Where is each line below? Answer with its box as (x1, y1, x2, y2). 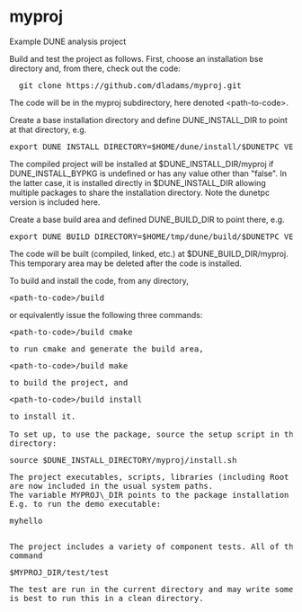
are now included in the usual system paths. (9, 481, 214, 491)
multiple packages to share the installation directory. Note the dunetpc (9, 187, 271, 198)
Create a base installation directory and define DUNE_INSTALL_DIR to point (9, 114, 288, 125)
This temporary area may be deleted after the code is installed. (9, 258, 243, 269)
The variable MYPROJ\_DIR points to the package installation (9, 490, 289, 500)
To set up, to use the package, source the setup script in (9, 429, 280, 439)
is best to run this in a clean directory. (9, 593, 204, 603)
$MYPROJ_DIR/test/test (9, 567, 110, 577)
